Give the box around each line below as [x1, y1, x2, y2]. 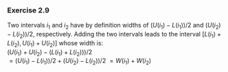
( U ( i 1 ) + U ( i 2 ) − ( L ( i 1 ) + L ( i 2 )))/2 [7, 47, 93, 58]
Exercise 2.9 [7, 5, 50, 15]
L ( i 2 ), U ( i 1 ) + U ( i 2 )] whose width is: [7, 38, 104, 49]
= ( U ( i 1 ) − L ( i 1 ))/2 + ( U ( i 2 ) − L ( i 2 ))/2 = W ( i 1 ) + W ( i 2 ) [9, 57, 152, 67]
